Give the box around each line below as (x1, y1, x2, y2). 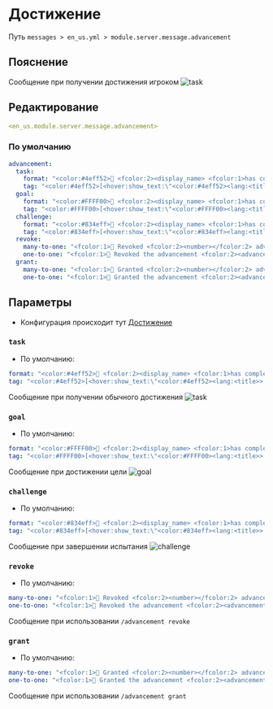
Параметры (8, 296, 72, 310)
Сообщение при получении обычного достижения (8, 392, 184, 402)
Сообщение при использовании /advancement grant (8, 690, 187, 700)
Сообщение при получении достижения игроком (8, 76, 180, 86)
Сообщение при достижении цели (8, 467, 128, 476)
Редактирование (8, 101, 99, 115)
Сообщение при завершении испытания (8, 542, 148, 551)
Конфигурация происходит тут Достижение (19, 317, 173, 327)
